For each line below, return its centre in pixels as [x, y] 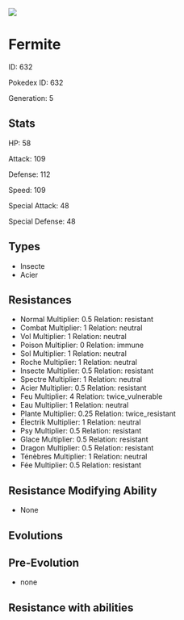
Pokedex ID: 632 [36, 82]
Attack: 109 [27, 158]
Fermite [35, 45]
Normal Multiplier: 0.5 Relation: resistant [87, 320]
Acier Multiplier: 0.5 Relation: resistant [83, 388]
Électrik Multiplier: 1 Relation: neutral [80, 422]
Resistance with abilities [71, 607]
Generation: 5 [31, 98]
